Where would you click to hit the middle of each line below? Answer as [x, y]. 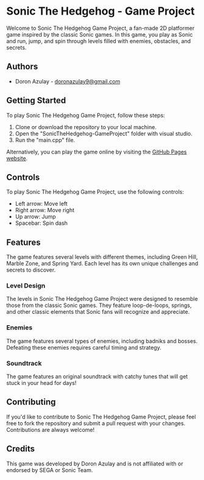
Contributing [31, 402]
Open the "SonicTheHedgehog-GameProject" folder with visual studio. [104, 133]
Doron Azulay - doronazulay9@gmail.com [68, 81]
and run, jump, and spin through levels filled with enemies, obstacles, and [99, 41]
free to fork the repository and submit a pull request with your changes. [96, 423]
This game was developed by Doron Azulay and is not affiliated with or [95, 464]
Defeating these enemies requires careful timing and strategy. [84, 347]
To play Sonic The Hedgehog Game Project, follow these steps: [86, 115]
